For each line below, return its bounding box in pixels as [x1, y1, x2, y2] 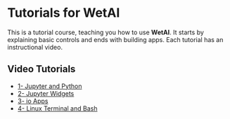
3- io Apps [17, 97, 49, 105]
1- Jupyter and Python [17, 82, 82, 90]
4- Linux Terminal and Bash [17, 104, 98, 113]
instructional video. [7, 43, 63, 51]
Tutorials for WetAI [7, 5, 120, 21]
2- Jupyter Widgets [17, 89, 75, 97]
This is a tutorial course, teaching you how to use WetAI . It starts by [7, 28, 204, 36]
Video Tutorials [7, 63, 76, 75]
